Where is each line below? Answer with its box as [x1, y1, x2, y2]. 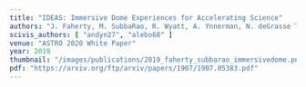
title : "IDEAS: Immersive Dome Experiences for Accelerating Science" [9, 13, 283, 23]
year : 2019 [9, 47, 51, 56]
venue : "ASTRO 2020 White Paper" [9, 38, 137, 48]
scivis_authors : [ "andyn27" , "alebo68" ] [9, 30, 173, 39]
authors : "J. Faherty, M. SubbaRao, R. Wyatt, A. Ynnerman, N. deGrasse [9, 22, 291, 31]
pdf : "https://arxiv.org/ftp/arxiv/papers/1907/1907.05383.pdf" [9, 64, 259, 73]
